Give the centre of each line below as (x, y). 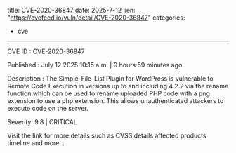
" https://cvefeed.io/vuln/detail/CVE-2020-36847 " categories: (96, 18)
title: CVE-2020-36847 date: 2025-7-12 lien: (71, 10)
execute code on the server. (48, 108)
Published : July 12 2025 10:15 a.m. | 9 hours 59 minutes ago (95, 65)
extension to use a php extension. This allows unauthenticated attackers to (116, 101)
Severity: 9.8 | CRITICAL (42, 122)
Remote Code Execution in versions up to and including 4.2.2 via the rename (118, 86)
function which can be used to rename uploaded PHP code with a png (109, 93)
